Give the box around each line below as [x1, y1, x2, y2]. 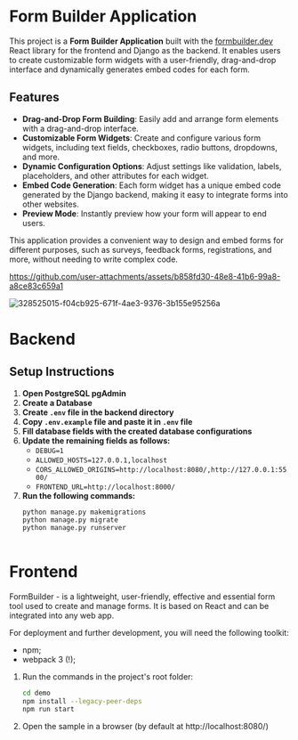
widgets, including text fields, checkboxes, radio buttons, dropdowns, [21, 142, 278, 152]
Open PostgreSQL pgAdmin [21, 387, 126, 398]
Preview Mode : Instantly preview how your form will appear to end [21, 207, 267, 219]
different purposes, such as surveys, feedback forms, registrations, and [9, 244, 272, 255]
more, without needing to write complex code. [9, 254, 178, 264]
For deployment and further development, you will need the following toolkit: [9, 627, 289, 638]
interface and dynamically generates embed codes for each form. [9, 64, 251, 75]
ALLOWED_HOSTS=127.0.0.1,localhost [35, 456, 167, 465]
